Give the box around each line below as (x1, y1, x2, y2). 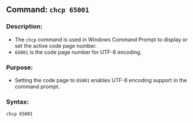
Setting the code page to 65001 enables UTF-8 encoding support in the (14, 76, 188, 83)
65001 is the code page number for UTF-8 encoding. (14, 48, 142, 56)
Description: (6, 22, 42, 31)
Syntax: (6, 98, 30, 106)
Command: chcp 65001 (6, 5, 90, 15)
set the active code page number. (14, 42, 97, 49)
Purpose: (6, 63, 34, 72)
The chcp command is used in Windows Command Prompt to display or (14, 35, 188, 43)
